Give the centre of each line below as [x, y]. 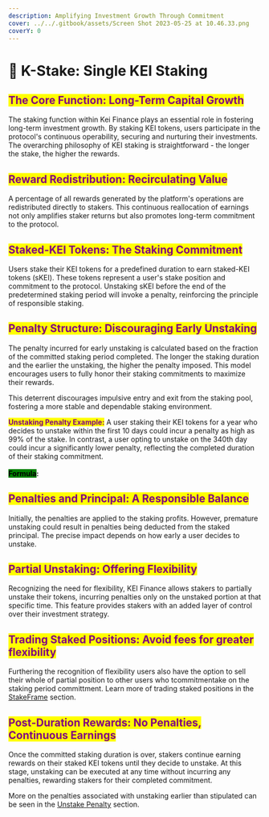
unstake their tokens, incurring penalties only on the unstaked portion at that [135, 597]
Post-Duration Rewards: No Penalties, [105, 722]
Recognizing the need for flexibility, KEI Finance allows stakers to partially [130, 588]
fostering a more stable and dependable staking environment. [110, 406]
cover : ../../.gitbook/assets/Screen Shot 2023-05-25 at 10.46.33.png [129, 23]
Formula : [24, 473]
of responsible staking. [46, 303]
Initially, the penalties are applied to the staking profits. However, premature [133, 518]
